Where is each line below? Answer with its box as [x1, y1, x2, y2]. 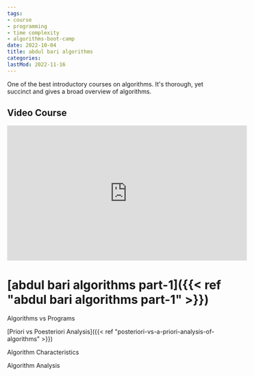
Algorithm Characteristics [7, 348, 79, 357]
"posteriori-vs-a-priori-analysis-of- [114, 327, 214, 336]
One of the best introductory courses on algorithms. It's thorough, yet [7, 80, 203, 88]
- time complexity [7, 29, 60, 36]
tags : [7, 10, 23, 17]
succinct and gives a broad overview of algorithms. [7, 87, 152, 95]
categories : [7, 55, 41, 62]
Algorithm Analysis [7, 362, 60, 370]
